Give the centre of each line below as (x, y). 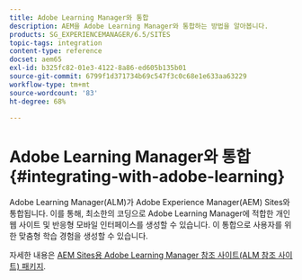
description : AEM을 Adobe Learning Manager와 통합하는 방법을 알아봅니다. (139, 26)
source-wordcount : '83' (54, 93)
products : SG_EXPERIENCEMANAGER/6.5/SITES (90, 34)
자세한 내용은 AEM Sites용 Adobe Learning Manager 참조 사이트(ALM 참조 (143, 255)
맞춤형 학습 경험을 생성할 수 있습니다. (83, 236)
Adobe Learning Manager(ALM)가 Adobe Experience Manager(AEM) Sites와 (150, 203)
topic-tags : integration (56, 43)
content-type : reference (56, 51)
